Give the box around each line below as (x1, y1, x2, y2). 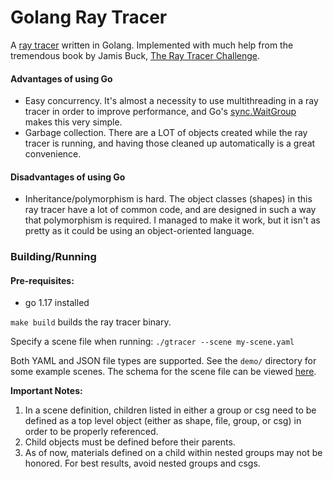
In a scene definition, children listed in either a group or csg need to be (24, 404, 317, 416)
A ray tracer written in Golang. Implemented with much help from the (10, 39, 294, 51)
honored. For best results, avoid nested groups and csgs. (24, 457, 261, 470)
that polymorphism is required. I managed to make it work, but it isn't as (24, 214, 321, 226)
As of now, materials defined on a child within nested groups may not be (24, 447, 323, 459)
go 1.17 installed (24, 297, 90, 309)
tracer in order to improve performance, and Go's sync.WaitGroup (24, 106, 297, 118)
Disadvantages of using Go (10, 171, 126, 183)
